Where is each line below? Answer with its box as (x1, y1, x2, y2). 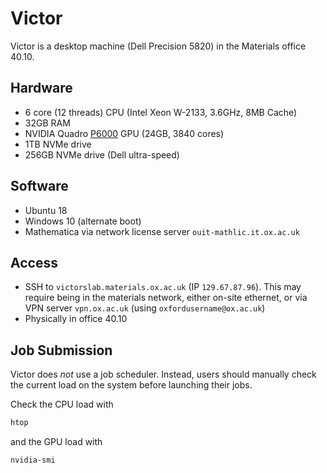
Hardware (10, 80, 73, 97)
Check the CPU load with (10, 398, 114, 411)
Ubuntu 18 (24, 204, 68, 216)
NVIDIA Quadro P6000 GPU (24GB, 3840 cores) (24, 127, 225, 139)
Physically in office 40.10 (24, 313, 128, 325)
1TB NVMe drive (24, 138, 92, 150)
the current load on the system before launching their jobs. (10, 379, 253, 391)
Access (10, 254, 58, 271)
